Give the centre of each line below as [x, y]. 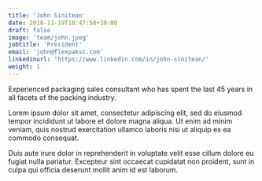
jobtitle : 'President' [45, 45]
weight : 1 [24, 67]
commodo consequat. [44, 138]
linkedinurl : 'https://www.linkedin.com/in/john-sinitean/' [109, 60]
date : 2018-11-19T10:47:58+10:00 [63, 23]
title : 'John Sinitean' [47, 15]
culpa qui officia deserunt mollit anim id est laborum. [93, 169]
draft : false [30, 30]
